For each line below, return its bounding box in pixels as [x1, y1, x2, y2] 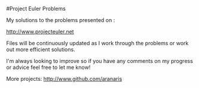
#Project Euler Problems [6, 5, 66, 12]
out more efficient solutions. [6, 46, 76, 53]
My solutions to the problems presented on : [6, 17, 115, 23]
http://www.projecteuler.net [6, 28, 74, 35]
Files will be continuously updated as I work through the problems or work [6, 40, 189, 46]
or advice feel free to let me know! [6, 64, 91, 71]
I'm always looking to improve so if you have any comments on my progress [6, 58, 193, 64]
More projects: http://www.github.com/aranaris [6, 76, 123, 82]
